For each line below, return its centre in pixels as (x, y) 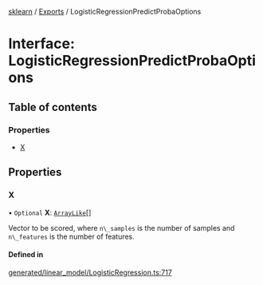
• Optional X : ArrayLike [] (50, 212)
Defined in (26, 255)
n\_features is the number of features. (72, 236)
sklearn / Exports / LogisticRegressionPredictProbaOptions (105, 12)
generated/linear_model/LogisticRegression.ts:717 (90, 272)
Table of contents (53, 107)
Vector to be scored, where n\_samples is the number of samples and (122, 228)
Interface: (42, 44)
